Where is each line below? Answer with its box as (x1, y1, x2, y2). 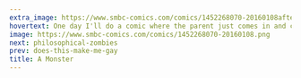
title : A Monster (9, 55, 74, 64)
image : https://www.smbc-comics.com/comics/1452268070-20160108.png (9, 30, 271, 39)
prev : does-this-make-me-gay (9, 47, 118, 56)
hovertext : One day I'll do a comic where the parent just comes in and (9, 22, 287, 30)
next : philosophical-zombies (9, 38, 118, 48)
